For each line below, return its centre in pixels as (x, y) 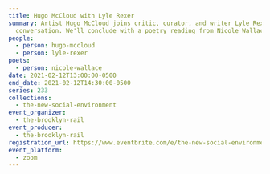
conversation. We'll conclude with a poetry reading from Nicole (127, 30)
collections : (30, 98)
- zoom (27, 157)
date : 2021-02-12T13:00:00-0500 (62, 75)
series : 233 (28, 90)
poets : (19, 61)
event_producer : (35, 127)
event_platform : (35, 150)
